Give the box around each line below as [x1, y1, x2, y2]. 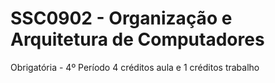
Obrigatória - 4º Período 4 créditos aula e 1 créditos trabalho [10, 61, 260, 73]
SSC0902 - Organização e [10, 7, 233, 30]
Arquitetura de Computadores [10, 28, 265, 51]
